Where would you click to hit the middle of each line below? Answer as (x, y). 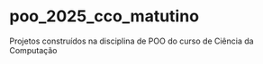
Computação (33, 50)
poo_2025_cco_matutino (104, 16)
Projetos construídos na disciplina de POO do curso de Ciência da (131, 41)
